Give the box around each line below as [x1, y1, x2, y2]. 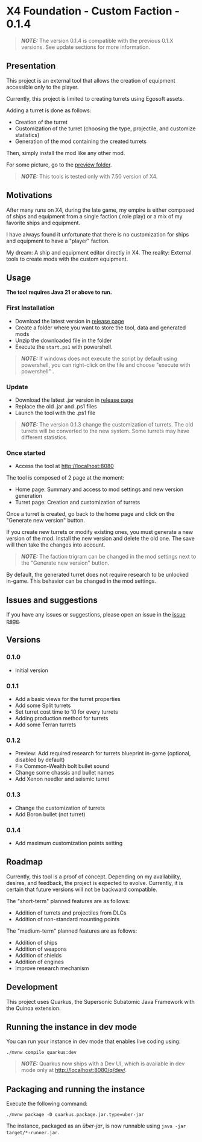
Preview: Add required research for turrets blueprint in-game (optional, [14, 750, 191, 757]
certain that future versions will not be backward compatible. [6, 886, 158, 893]
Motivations [6, 190, 52, 200]
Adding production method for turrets [14, 715, 109, 722]
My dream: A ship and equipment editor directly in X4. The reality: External [6, 249, 192, 256]
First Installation [6, 303, 55, 312]
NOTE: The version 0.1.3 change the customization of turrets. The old [21, 420, 194, 428]
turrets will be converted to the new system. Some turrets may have [21, 427, 190, 434]
